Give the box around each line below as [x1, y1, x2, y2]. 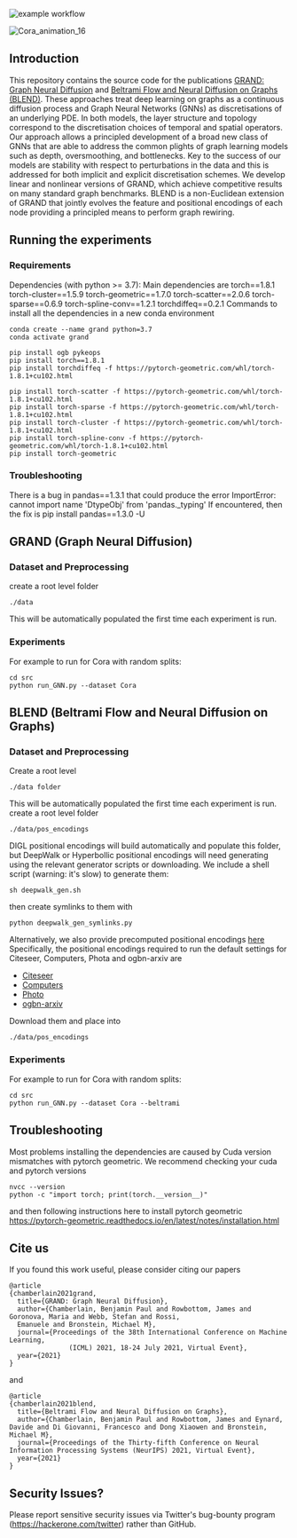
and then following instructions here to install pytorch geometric [9, 1205, 243, 1216]
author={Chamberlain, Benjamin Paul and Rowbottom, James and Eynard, [17, 1416, 284, 1424]
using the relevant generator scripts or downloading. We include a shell [9, 859, 270, 870]
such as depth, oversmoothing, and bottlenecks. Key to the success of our [9, 150, 281, 161]
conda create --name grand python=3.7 [9, 325, 152, 334]
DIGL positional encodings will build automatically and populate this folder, [9, 840, 281, 851]
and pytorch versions [9, 1165, 87, 1176]
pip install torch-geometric [9, 449, 117, 458]
